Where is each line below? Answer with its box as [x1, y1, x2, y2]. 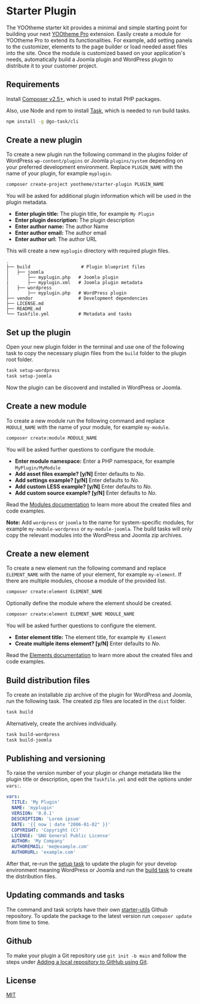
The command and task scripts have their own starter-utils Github [6, 906, 168, 913]
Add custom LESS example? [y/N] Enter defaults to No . [14, 483, 152, 490]
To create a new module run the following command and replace [6, 417, 165, 424]
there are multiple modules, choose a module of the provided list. [6, 577, 167, 584]
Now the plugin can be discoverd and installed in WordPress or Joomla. [6, 384, 182, 391]
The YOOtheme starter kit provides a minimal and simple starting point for [6, 24, 188, 31]
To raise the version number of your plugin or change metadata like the [6, 770, 181, 777]
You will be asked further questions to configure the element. [6, 622, 157, 629]
